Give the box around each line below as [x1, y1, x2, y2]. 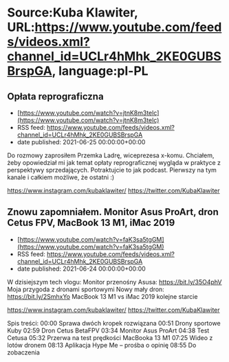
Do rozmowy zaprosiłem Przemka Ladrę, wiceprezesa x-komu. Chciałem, [7, 151, 215, 159]
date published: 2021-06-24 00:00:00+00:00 [17, 264, 146, 273]
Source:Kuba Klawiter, [7, 5, 138, 21]
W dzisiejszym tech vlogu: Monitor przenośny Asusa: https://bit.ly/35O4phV [7, 278, 222, 286]
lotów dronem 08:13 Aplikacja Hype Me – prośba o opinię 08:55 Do [7, 341, 197, 349]
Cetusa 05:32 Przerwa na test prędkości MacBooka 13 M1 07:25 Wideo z [7, 333, 213, 341]
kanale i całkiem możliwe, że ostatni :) [7, 173, 115, 181]
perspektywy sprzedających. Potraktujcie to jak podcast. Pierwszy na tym [7, 166, 217, 174]
